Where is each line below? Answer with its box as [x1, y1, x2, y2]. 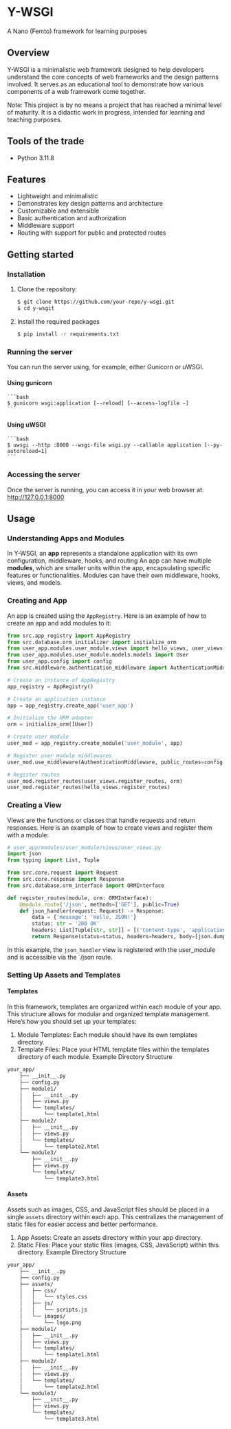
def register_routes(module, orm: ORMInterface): [7, 895, 153, 902]
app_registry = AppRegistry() [7, 683, 94, 690]
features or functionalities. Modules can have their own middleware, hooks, [7, 571, 221, 580]
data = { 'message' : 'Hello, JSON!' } [32, 914, 137, 921]
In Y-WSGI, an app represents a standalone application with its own [7, 550, 198, 558]
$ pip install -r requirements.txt [16, 331, 120, 338]
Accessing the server [7, 470, 80, 480]
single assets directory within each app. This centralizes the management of [7, 1213, 223, 1221]
